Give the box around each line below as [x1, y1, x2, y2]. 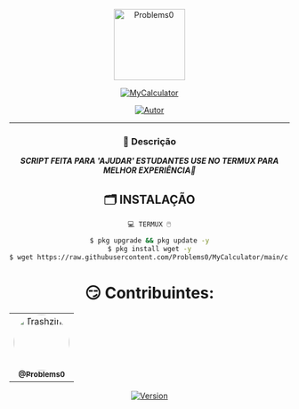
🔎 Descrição [123, 135, 176, 147]
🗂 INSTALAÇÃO [103, 192, 196, 207]
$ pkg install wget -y [107, 244, 192, 253]
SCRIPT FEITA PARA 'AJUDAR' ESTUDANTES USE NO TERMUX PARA [20, 156, 279, 167]
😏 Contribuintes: [84, 282, 215, 303]
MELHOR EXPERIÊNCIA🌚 [102, 165, 197, 176]
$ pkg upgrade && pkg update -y [89, 236, 210, 245]
